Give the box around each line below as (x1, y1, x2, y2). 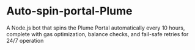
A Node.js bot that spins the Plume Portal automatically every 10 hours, (6, 24, 185, 31)
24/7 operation (6, 37, 44, 44)
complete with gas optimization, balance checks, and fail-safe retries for (6, 30, 189, 37)
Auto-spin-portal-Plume (6, 4, 133, 18)
